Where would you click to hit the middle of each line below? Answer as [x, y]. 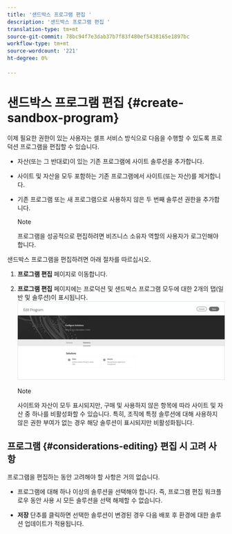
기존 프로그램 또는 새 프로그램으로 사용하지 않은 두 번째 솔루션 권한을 [109, 199]
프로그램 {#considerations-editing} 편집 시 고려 [107, 447]
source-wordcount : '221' [43, 51]
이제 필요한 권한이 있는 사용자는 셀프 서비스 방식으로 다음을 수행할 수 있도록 [108, 137]
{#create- [155, 103]
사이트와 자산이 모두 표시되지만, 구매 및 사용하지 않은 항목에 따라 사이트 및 [116, 405]
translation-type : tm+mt [43, 29]
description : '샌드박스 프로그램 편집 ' [59, 22]
